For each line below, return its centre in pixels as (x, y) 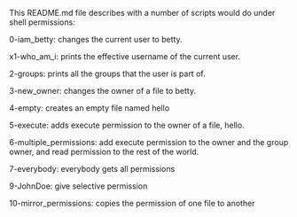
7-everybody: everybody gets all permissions (92, 169)
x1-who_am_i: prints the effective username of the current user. (125, 56)
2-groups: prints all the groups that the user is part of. (107, 74)
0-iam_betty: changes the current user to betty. (96, 39)
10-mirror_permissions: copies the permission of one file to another (132, 203)
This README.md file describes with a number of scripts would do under (142, 13)
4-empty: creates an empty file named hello (90, 108)
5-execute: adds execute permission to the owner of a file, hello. (127, 125)
